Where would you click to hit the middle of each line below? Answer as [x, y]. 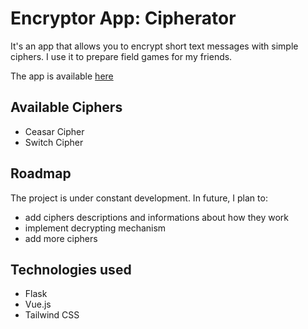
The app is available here [62, 76]
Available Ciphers [66, 107]
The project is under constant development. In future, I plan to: [139, 198]
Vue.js [38, 304]
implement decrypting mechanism [95, 228]
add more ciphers [61, 238]
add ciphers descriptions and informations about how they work [157, 217]
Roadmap [41, 173]
